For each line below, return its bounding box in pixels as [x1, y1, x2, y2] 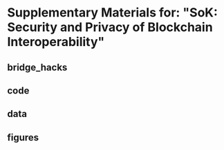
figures [7, 131, 39, 143]
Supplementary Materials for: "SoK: [7, 5, 218, 21]
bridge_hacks [7, 61, 68, 73]
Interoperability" [7, 34, 105, 50]
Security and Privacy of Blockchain [7, 19, 213, 35]
